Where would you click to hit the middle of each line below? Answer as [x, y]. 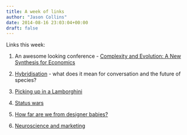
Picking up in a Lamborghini [48, 91]
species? [26, 80]
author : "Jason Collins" [37, 17]
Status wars [29, 103]
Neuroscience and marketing [50, 126]
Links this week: [26, 45]
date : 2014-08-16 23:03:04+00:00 [47, 22]
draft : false [22, 28]
